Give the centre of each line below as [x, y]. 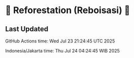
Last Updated [27, 29]
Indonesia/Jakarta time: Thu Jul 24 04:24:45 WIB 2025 [62, 51]
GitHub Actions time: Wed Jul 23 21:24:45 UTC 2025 [60, 41]
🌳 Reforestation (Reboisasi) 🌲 [68, 10]
